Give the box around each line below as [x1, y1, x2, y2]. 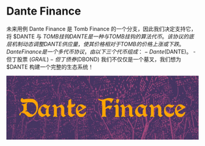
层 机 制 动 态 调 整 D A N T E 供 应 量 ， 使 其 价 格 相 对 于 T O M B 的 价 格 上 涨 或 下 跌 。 [6, 40, 185, 47]
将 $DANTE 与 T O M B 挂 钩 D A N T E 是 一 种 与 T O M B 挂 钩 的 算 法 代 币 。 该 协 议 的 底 [6, 32, 194, 40]
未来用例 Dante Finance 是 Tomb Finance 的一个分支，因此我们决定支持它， [6, 25, 197, 32]
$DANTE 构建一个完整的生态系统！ [6, 63, 94, 71]
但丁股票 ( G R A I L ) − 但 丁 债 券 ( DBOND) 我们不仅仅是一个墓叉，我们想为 [6, 55, 182, 63]
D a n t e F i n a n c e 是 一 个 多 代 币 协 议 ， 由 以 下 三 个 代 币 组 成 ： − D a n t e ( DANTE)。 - [6, 47, 196, 55]
